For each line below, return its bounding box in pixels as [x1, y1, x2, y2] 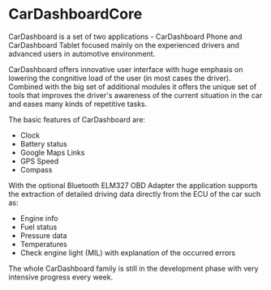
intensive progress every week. [8, 272, 114, 282]
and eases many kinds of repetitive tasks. [8, 99, 148, 109]
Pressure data [19, 230, 67, 240]
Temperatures [19, 239, 67, 249]
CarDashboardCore [8, 5, 143, 23]
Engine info [19, 213, 58, 223]
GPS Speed [19, 156, 59, 166]
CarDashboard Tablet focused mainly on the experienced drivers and [8, 40, 239, 49]
